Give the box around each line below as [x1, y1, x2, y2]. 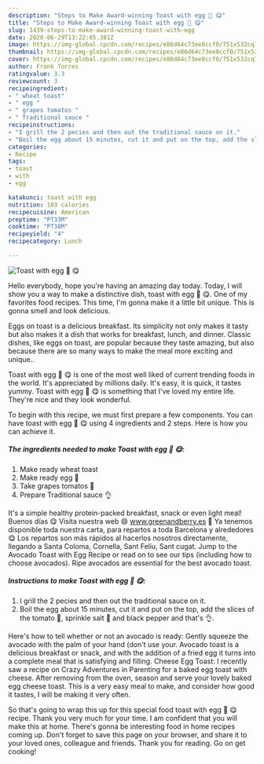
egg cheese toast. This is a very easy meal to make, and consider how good [8, 681, 255, 691]
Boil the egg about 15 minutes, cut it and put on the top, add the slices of [19, 604, 255, 613]
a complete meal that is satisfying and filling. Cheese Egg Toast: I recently [8, 656, 247, 666]
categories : [8, 143, 47, 151]
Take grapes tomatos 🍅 [19, 481, 95, 491]
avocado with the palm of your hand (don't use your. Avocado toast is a [8, 639, 240, 649]
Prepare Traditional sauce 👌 [19, 490, 112, 499]
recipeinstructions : [8, 121, 76, 129]
